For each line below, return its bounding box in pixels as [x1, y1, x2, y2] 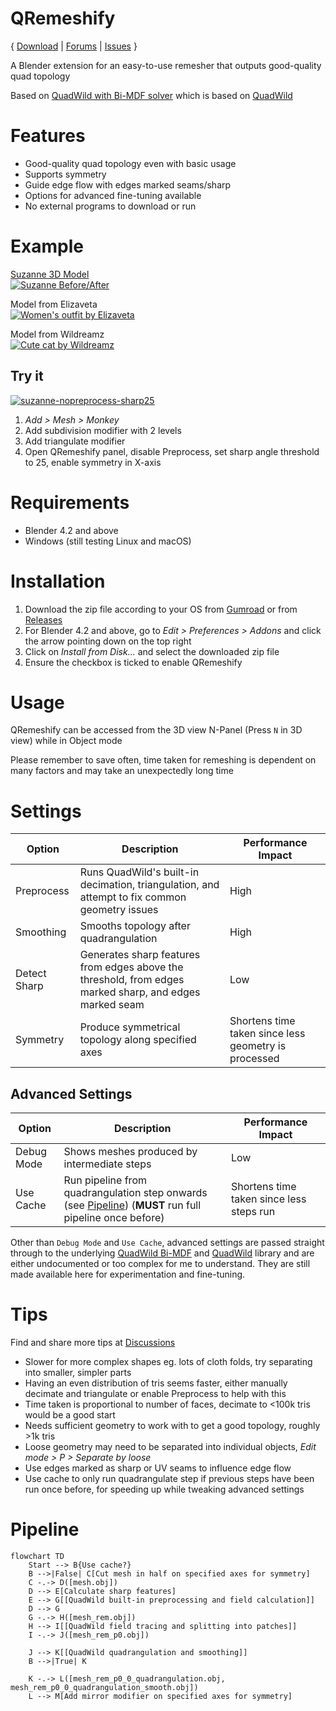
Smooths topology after [79, 919, 191, 933]
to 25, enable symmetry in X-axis [24, 456, 162, 468]
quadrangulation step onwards [63, 1186, 208, 1200]
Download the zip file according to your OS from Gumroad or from [24, 603, 298, 615]
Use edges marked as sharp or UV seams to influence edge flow [24, 1462, 292, 1474]
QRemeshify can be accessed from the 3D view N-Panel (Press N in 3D [10, 724, 303, 736]
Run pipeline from [63, 1173, 147, 1187]
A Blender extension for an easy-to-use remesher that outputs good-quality [10, 59, 322, 71]
